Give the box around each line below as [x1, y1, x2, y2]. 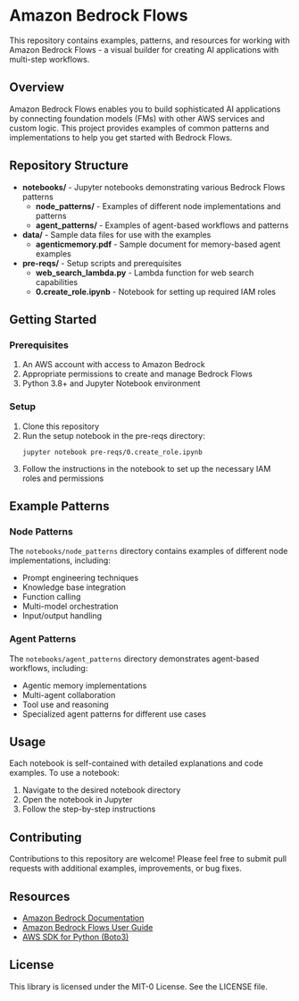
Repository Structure [9, 158, 129, 173]
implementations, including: [9, 555, 112, 566]
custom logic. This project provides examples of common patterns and [9, 122, 270, 133]
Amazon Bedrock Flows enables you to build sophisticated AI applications [9, 104, 281, 114]
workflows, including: [9, 662, 88, 673]
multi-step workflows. [9, 54, 90, 64]
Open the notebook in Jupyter [21, 795, 133, 805]
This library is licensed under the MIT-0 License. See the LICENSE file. [9, 980, 268, 992]
